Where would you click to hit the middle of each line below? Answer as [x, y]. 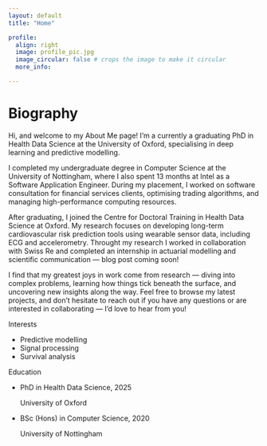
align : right [37, 45]
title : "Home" [32, 23]
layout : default [35, 16]
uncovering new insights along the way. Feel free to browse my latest [122, 291]
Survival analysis [47, 356]
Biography [43, 113]
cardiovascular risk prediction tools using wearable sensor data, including [130, 234]
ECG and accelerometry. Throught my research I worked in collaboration [127, 242]
